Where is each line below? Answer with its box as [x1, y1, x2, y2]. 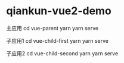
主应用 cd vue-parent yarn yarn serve [6, 24, 99, 31]
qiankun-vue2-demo [6, 4, 111, 18]
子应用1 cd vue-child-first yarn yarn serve [6, 37, 109, 44]
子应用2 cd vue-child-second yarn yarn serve [6, 49, 119, 57]
